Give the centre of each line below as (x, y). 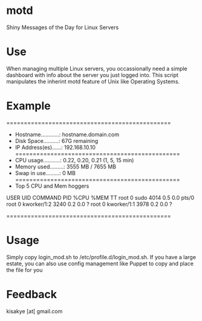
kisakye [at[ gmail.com (34, 311)
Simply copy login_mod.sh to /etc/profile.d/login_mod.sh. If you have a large (101, 257)
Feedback (32, 294)
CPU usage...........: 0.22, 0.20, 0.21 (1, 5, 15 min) (74, 160)
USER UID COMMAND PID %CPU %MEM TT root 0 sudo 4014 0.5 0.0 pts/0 (100, 197)
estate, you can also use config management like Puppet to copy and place (100, 263)
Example (28, 106)
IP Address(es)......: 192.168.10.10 (55, 147)
